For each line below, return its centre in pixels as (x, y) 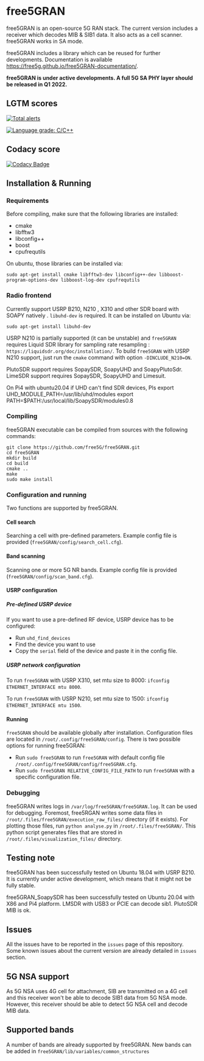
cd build (17, 463)
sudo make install (30, 479)
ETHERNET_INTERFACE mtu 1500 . (44, 705)
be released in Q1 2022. (37, 84)
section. (16, 957)
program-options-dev (33, 280)
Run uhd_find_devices (43, 638)
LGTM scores (32, 104)
